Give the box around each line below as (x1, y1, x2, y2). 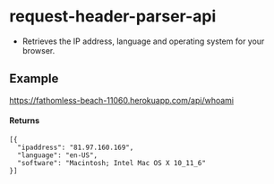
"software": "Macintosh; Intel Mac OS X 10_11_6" (17, 158, 206, 167)
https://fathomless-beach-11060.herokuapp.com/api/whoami (9, 95, 235, 105)
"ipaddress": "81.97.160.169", (17, 143, 134, 152)
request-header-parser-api (9, 6, 217, 27)
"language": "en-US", (17, 150, 98, 160)
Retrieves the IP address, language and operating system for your (21, 36, 265, 46)
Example (9, 71, 59, 87)
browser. (21, 45, 56, 55)
